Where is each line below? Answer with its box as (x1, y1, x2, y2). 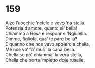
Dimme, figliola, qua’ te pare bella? (5, 36, 78, 42)
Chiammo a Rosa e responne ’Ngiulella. (5, 30, 87, 36)
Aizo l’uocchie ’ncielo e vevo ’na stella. (5, 20, 86, 26)
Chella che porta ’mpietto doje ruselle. (5, 57, 85, 63)
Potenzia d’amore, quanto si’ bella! (5, 25, 77, 31)
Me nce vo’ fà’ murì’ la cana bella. (5, 46, 76, 52)
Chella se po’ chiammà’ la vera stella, (5, 51, 83, 58)
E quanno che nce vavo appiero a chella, (5, 41, 90, 47)
